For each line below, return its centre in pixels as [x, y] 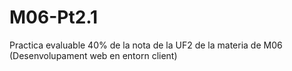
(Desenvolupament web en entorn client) [93, 55]
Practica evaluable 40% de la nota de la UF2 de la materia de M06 [146, 45]
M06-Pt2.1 [54, 17]
